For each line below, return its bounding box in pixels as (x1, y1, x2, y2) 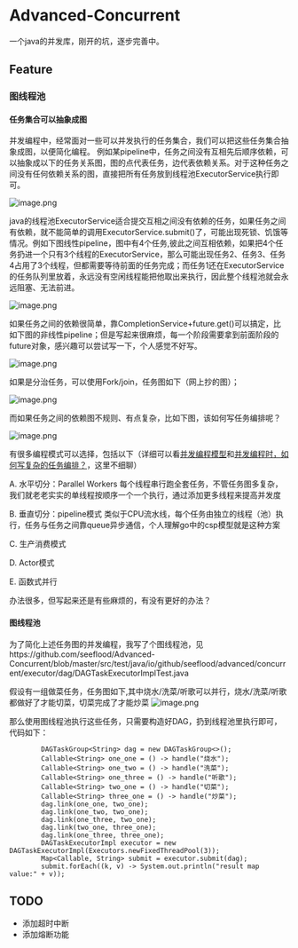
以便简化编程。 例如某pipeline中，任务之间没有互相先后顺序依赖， (39, 146, 281, 157)
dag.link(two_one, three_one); (41, 823, 157, 832)
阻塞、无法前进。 (16, 282, 80, 293)
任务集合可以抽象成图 (9, 114, 87, 124)
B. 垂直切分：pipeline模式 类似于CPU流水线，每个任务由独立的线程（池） (9, 509, 277, 519)
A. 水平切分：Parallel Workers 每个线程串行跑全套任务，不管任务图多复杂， (9, 478, 283, 489)
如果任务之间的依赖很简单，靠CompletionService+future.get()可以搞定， (9, 319, 274, 329)
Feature (9, 62, 53, 77)
